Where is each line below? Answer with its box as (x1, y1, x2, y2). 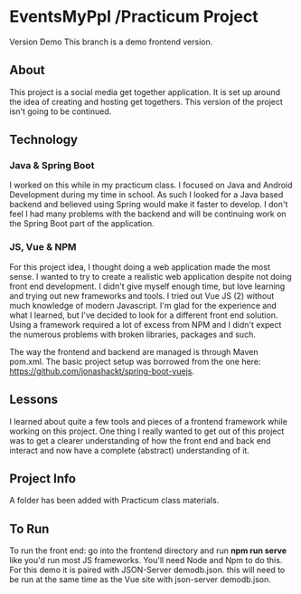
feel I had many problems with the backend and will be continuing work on (9, 208, 287, 219)
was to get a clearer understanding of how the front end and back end (9, 435, 271, 445)
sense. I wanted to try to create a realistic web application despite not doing (9, 271, 292, 282)
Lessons (9, 392, 59, 407)
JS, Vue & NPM (9, 241, 77, 254)
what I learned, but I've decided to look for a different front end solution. (9, 310, 278, 321)
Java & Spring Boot (9, 159, 95, 172)
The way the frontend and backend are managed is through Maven (9, 346, 259, 357)
